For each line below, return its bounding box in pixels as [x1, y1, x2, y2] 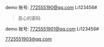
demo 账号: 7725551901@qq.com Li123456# [5, 26, 99, 32]
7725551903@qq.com [5, 36, 52, 42]
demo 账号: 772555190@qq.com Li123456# [5, 5, 97, 10]
